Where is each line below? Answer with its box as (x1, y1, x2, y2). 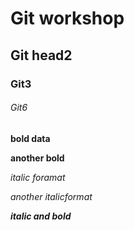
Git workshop (10, 7, 125, 30)
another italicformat (10, 190, 93, 202)
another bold (10, 152, 65, 164)
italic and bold (10, 210, 72, 222)
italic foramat (10, 171, 66, 183)
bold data (10, 132, 51, 144)
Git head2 (10, 47, 73, 64)
